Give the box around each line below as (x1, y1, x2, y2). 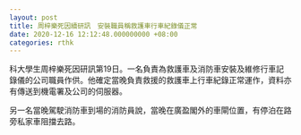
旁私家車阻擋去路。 (9, 116, 81, 127)
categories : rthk (9, 38, 74, 47)
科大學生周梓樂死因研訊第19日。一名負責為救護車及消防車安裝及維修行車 (9, 63, 277, 74)
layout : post (9, 13, 58, 22)
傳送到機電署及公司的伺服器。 (16, 86, 127, 97)
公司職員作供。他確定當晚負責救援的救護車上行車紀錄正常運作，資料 (32, 75, 284, 86)
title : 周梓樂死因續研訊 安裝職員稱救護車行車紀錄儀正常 (9, 21, 198, 30)
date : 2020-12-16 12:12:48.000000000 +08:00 (9, 30, 178, 38)
